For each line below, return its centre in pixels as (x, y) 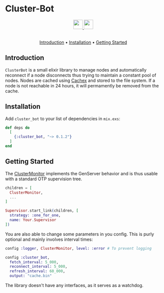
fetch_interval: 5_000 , (34, 262)
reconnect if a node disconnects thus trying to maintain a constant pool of (81, 75)
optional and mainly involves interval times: (49, 239)
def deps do (17, 128)
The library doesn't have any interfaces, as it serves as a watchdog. (74, 285)
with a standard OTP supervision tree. (44, 179)
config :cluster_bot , (27, 257)
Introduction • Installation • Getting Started (83, 42)
